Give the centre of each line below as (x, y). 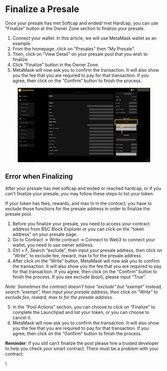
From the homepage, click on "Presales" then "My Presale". (74, 49)
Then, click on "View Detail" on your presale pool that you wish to (80, 54)
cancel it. (22, 318)
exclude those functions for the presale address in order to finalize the (77, 209)
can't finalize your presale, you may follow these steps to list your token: (79, 194)
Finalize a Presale (42, 9)
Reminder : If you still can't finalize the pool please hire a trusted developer (82, 343)
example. (22, 43)
